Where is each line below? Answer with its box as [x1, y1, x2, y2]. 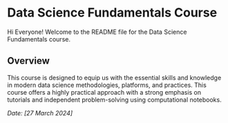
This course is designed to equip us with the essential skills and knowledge [7, 73, 222, 82]
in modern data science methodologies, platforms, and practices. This [7, 81, 207, 89]
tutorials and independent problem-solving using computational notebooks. [7, 95, 222, 104]
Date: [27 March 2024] [7, 108, 73, 117]
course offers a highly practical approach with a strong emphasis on [7, 88, 202, 96]
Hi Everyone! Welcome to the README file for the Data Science [7, 28, 187, 36]
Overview [7, 55, 50, 67]
